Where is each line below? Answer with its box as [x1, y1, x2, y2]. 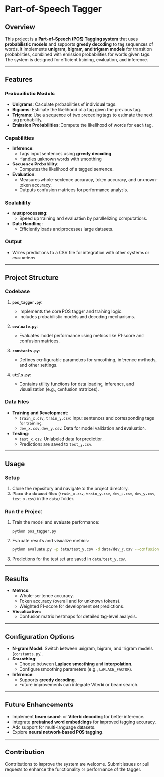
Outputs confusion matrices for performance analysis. [19, 187, 128, 193]
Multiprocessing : [12, 211, 48, 216]
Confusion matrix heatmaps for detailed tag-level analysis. [19, 613, 137, 620]
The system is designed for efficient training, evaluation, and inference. [5, 57, 148, 62]
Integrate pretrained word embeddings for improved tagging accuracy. [12, 719, 156, 725]
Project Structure [5, 273, 59, 282]
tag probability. [12, 117, 43, 123]
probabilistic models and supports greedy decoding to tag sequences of [5, 41, 154, 47]
